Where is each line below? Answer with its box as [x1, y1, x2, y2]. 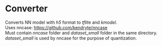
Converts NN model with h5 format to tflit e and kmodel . [5, 19, 117, 25]
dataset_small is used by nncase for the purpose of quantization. [5, 35, 137, 41]
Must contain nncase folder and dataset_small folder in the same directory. [5, 30, 158, 36]
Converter [5, 3, 48, 14]
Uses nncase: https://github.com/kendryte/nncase [5, 24, 107, 30]
